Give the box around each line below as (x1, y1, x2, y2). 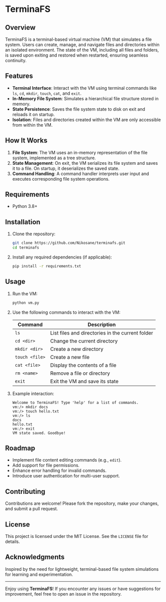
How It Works (5, 136, 48, 145)
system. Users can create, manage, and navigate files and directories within (5, 42, 160, 48)
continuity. (5, 58, 27, 63)
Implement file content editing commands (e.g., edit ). (12, 457, 122, 463)
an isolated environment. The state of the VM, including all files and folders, (5, 47, 159, 53)
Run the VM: (12, 290, 38, 296)
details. (5, 538, 20, 544)
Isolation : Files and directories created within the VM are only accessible (12, 117, 161, 123)
